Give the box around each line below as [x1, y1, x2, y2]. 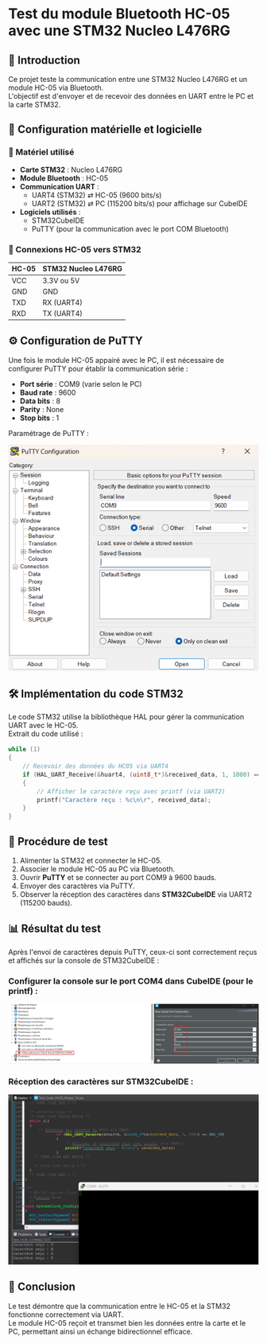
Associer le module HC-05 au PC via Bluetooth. [19, 864, 176, 874]
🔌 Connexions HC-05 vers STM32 [8, 243, 141, 255]
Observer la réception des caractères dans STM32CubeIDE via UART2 [19, 890, 253, 899]
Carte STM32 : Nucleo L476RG [19, 165, 123, 174]
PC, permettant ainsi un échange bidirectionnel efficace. [8, 1326, 193, 1336]
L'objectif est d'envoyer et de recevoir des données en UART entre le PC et [8, 92, 254, 100]
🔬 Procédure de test [8, 835, 109, 848]
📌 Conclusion [8, 1280, 75, 1294]
